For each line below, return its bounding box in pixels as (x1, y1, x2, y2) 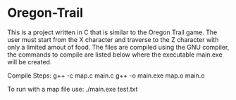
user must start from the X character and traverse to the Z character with (7, 35, 219, 43)
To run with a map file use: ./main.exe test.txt (7, 85, 138, 93)
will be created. (7, 57, 52, 66)
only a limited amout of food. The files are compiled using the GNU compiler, (7, 43, 230, 51)
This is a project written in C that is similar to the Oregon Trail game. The (7, 28, 218, 36)
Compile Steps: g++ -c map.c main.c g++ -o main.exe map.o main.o (7, 71, 205, 80)
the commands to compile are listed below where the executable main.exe (7, 50, 223, 59)
